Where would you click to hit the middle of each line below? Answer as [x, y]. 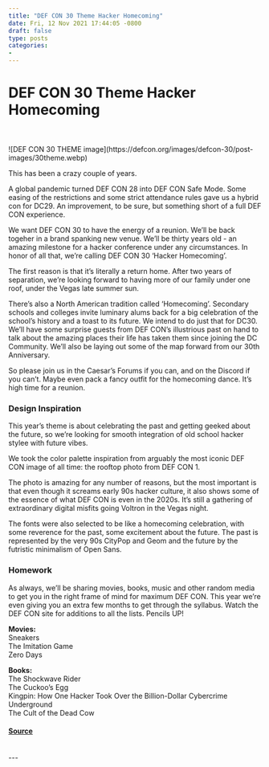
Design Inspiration [45, 408]
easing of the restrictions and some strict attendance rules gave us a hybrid [134, 197]
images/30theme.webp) [48, 157]
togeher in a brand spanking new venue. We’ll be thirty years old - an [122, 239]
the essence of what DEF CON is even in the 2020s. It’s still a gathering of [130, 500]
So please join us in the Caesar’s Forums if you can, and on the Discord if [129, 370]
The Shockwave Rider [45, 679]
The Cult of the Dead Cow [51, 712]
